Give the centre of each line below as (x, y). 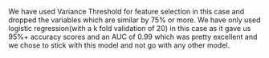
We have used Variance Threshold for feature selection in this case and (126, 12)
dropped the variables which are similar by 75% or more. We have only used (134, 20)
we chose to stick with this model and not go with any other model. (119, 45)
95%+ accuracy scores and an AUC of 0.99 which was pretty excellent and (133, 37)
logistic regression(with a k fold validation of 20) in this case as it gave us (130, 28)
